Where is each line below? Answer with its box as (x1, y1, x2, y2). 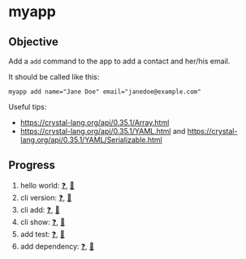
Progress (8, 158, 55, 172)
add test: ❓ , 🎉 (19, 229, 65, 239)
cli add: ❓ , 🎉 (19, 205, 60, 214)
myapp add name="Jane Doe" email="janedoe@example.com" (8, 88, 201, 96)
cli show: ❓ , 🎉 (19, 217, 66, 227)
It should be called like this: (8, 72, 100, 81)
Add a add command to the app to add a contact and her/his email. (8, 56, 231, 66)
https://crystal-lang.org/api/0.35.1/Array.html (19, 118, 170, 127)
